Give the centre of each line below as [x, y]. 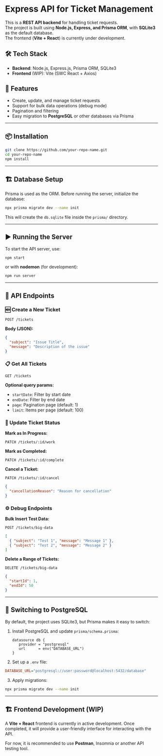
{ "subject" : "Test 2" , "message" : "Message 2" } [60, 545]
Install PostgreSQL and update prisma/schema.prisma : [65, 631]
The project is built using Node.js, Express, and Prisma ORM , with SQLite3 [80, 27]
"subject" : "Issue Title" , [37, 342]
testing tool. [17, 749]
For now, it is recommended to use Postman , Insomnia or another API [74, 743]
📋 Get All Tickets [26, 364]
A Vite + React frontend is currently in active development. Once [70, 724]
